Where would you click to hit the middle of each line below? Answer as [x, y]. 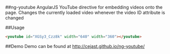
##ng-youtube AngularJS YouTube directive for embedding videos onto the [84, 7]
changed [14, 18]
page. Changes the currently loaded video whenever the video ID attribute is [85, 12]
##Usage [15, 27]
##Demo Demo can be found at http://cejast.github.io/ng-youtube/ [75, 46]
